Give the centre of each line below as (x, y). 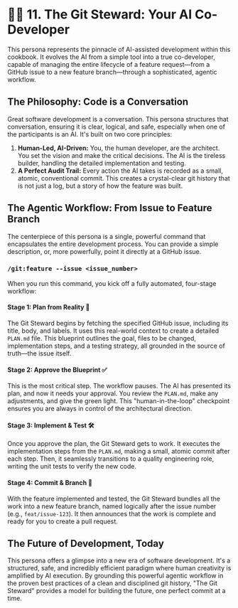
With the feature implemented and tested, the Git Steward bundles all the (114, 498)
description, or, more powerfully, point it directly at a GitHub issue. (104, 251)
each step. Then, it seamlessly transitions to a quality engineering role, (111, 459)
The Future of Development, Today (86, 544)
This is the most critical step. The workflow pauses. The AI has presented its (119, 386)
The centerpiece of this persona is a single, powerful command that (107, 236)
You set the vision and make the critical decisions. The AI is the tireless (121, 155)
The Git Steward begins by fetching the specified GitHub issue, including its (118, 324)
